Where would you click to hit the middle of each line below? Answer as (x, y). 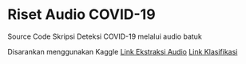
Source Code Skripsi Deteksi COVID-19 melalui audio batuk (105, 36)
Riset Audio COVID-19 (82, 15)
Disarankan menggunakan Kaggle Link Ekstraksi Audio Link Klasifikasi (123, 51)
